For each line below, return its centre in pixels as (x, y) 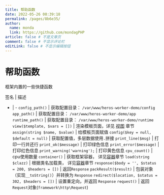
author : (13, 23)
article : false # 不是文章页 (33, 37)
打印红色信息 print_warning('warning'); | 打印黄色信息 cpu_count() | (82, 150)
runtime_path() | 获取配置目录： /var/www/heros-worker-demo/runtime (83, 120)
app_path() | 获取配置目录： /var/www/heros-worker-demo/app (74, 113)
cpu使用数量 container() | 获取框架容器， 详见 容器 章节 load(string (81, 156)
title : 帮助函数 (20, 10)
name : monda (22, 28)
